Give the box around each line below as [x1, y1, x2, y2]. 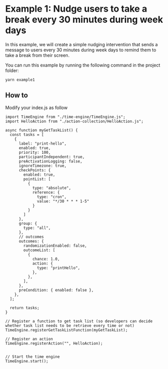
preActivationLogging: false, [18, 158, 82, 164]
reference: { [32, 190, 60, 195]
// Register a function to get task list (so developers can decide [5, 318, 153, 324]
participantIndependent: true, [18, 154, 85, 159]
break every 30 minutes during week [5, 14, 163, 25]
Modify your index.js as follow [5, 105, 68, 111]
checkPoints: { [18, 167, 51, 173]
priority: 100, [18, 150, 51, 155]
